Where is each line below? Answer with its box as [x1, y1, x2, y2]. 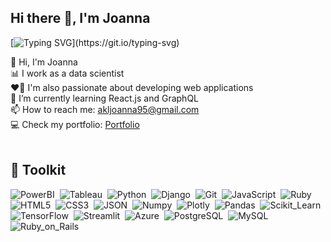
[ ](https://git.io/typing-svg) [10, 36, 180, 48]
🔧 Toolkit [10, 162, 67, 179]
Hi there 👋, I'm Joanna [10, 10, 151, 27]
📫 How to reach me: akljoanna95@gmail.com [10, 103, 200, 115]
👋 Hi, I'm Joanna [10, 56, 78, 68]
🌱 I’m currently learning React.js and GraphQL [10, 92, 200, 104]
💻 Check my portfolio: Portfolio [10, 118, 140, 130]
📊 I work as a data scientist [10, 67, 125, 79]
